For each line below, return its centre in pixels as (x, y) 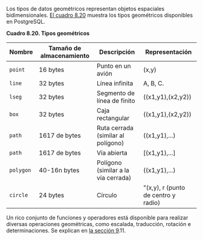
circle (19, 195)
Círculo (107, 195)
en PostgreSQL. (26, 21)
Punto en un (114, 66)
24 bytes (52, 195)
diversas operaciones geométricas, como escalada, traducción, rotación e (99, 224)
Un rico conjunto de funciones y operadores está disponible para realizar (97, 218)
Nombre (21, 52)
